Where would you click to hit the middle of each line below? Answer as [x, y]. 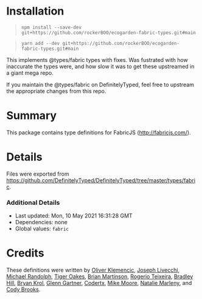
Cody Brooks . [23, 289]
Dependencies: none [41, 222]
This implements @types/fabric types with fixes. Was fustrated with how [97, 60]
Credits [25, 253]
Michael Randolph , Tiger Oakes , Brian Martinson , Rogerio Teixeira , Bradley [100, 277]
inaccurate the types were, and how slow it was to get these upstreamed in [100, 66]
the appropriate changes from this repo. [56, 91]
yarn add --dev [40, 43]
